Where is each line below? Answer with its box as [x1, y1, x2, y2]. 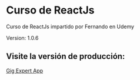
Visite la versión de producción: [6, 51, 125, 62]
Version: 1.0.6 [6, 34, 39, 41]
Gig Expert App [6, 67, 43, 74]
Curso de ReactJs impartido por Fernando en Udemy [6, 23, 134, 30]
